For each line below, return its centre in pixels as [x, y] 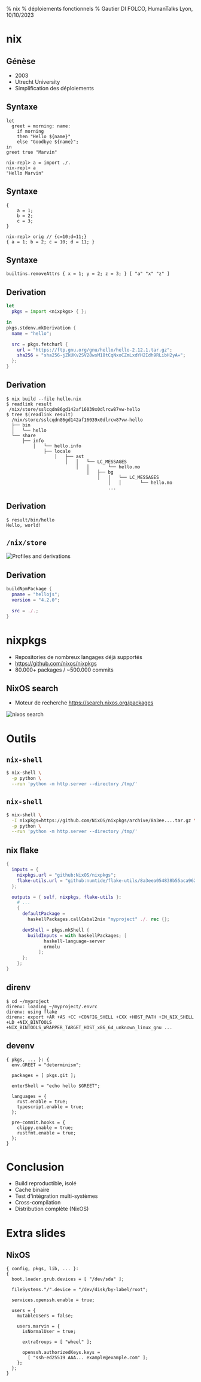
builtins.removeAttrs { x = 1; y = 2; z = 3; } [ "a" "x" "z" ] [88, 274]
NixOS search [32, 688]
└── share [24, 435]
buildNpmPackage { [29, 589]
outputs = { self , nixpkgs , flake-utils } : [67, 897]
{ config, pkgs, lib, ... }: [42, 1269]
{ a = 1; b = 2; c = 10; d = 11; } [51, 242]
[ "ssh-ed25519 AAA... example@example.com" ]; [88, 1358]
